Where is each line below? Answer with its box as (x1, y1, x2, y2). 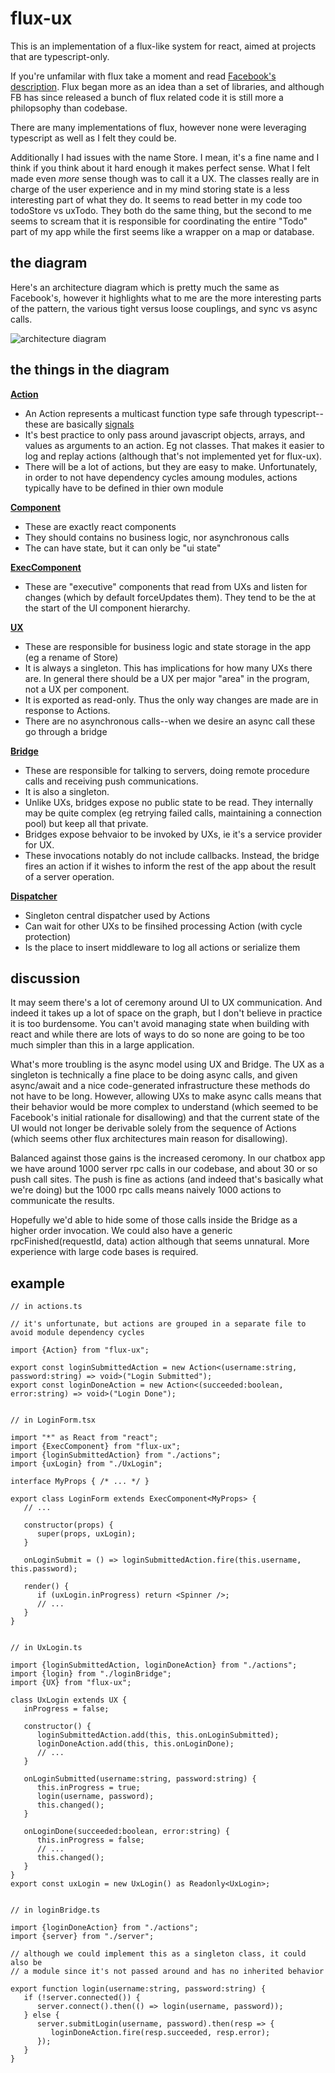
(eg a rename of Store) (24, 651, 119, 663)
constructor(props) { (23, 1520, 114, 1531)
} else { (23, 2010, 60, 2021)
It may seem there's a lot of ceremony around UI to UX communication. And (10, 997, 323, 1009)
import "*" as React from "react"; (10, 1433, 159, 1443)
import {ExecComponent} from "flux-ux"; (10, 1442, 182, 1452)
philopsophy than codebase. (10, 102, 128, 114)
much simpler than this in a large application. (10, 1039, 195, 1051)
